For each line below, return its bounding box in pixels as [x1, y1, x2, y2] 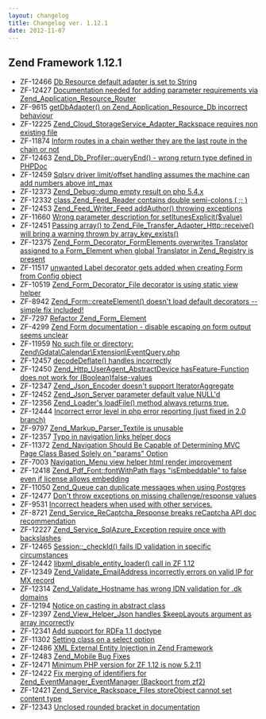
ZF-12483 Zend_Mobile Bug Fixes [19, 651, 131, 661]
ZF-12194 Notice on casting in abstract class [19, 601, 166, 611]
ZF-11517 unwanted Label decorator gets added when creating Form [19, 263, 244, 273]
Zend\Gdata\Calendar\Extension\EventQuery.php [19, 348, 180, 357]
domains [19, 593, 48, 602]
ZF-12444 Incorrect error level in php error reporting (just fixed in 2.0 [19, 406, 246, 416]
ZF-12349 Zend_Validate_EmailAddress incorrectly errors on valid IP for [19, 567, 254, 577]
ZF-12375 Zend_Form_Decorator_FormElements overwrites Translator [19, 238, 249, 247]
